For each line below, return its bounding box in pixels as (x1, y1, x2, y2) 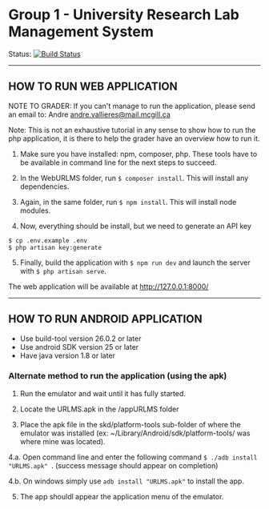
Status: (8, 49, 32, 58)
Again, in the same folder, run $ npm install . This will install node (19, 197, 237, 206)
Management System (8, 22, 155, 41)
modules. (19, 206, 51, 215)
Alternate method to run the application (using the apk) (8, 371, 227, 382)
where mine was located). (19, 436, 106, 446)
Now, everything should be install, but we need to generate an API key (19, 221, 252, 230)
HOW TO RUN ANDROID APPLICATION (8, 312, 203, 326)
